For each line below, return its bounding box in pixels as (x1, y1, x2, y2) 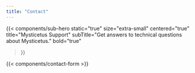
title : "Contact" (6, 8, 49, 15)
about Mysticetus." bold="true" (6, 37, 82, 44)
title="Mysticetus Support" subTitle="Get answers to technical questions (6, 31, 182, 38)
